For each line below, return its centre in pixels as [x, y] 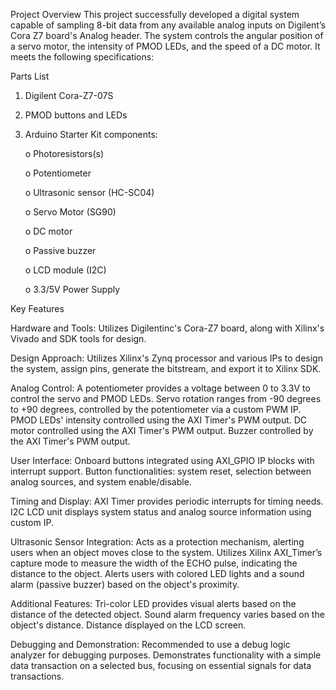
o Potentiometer [58, 173]
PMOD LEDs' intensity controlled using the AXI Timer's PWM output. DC [159, 420]
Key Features [37, 308]
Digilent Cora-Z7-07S [69, 95]
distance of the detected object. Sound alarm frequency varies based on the [167, 614]
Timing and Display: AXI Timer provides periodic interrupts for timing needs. [167, 501]
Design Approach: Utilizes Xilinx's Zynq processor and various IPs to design [166, 358]
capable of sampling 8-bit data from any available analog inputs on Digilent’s [168, 25]
